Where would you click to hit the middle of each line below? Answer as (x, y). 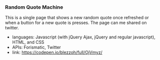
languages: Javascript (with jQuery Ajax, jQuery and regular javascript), (84, 37)
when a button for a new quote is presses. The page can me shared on (76, 23)
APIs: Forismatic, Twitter (36, 48)
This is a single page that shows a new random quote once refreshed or (77, 18)
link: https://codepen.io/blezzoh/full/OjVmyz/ (57, 52)
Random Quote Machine (34, 7)
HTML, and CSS (28, 42)
